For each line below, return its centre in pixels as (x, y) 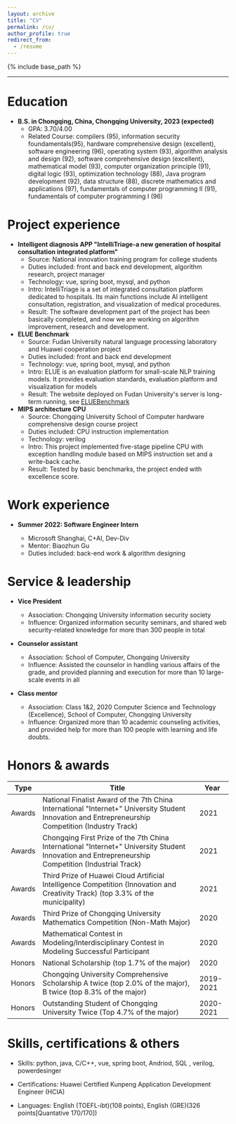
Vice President (39, 601)
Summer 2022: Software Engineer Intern (78, 524)
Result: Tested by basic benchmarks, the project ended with (115, 469)
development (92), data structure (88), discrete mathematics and (122, 181)
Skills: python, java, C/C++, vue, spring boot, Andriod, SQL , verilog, (116, 1063)
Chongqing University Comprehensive (105, 974)
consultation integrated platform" (67, 252)
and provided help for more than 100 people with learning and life (123, 729)
